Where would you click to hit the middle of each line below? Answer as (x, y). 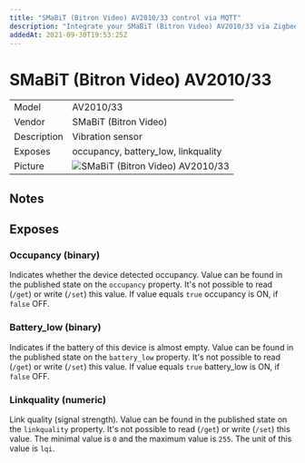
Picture (30, 166)
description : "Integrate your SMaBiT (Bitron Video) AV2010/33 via (140, 26)
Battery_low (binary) (55, 328)
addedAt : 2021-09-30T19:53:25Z (69, 34)
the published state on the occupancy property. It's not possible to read (141, 285)
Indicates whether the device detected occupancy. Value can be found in (146, 275)
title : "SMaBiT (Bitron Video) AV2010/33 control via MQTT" (126, 18)
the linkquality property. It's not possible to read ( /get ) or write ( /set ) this (150, 429)
